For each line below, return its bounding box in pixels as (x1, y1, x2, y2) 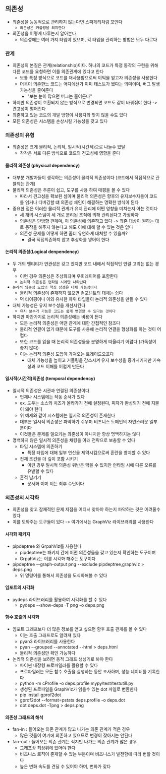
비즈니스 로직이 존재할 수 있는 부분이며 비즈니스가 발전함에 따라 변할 (19, 751, 151, 757)
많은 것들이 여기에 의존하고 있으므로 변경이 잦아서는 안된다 (19, 732, 133, 738)
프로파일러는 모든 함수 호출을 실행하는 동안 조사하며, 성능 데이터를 (19, 668, 147, 674)
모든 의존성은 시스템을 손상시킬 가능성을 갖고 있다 (12, 118, 108, 124)
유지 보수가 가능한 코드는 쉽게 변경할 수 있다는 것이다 (19, 309, 116, 314)
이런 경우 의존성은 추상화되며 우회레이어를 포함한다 (19, 273, 118, 279)
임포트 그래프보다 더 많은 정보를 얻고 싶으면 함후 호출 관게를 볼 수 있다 (12, 626, 147, 632)
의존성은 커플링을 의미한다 (19, 25, 65, 30)
